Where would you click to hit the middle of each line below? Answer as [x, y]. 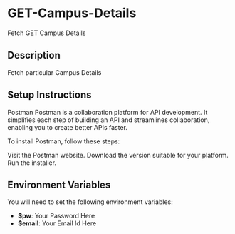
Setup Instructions [49, 95]
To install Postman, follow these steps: [64, 141]
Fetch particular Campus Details [54, 72]
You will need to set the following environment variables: [90, 202]
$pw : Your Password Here [56, 216]
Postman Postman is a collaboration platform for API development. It [108, 112]
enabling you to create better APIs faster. [68, 127]
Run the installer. [32, 163]
